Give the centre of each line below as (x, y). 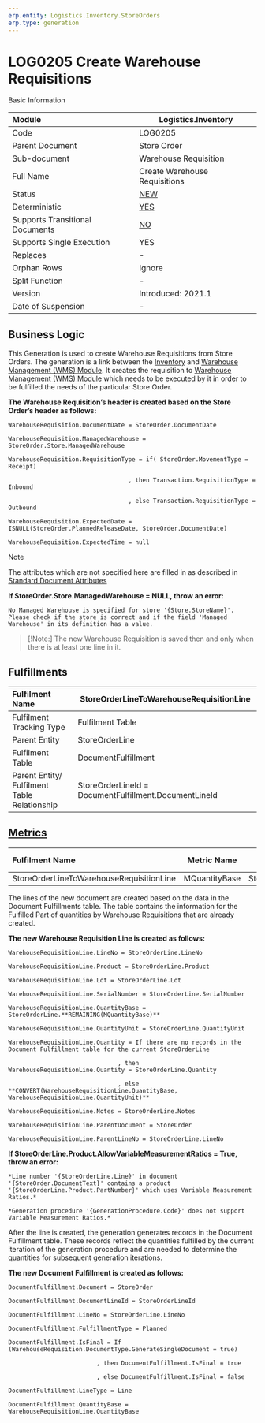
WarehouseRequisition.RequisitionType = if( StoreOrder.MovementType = (128, 460)
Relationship (35, 805)
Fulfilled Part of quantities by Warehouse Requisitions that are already (121, 915)
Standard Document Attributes (58, 581)
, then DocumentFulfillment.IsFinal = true (169, 1363)
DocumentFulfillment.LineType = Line (70, 1391)
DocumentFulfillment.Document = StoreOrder (81, 1287)
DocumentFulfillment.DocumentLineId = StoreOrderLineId (102, 1301)
